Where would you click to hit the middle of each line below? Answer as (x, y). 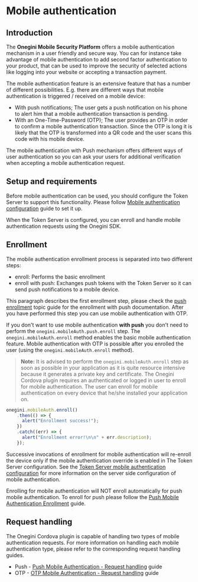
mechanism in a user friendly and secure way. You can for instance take (94, 53)
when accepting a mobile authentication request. (66, 163)
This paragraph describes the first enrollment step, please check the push (96, 300)
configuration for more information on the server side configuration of (91, 473)
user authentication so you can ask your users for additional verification (94, 157)
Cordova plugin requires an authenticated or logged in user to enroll (103, 380)
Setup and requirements (52, 182)
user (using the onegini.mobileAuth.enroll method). (70, 350)
